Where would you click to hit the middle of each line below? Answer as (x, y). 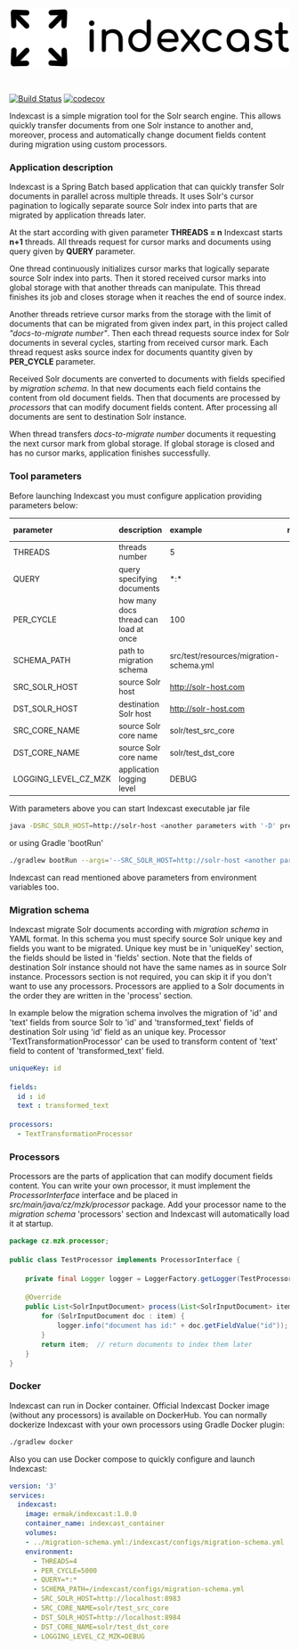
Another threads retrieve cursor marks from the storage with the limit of (140, 315)
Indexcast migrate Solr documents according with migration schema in (139, 929)
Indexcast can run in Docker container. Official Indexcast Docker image (139, 1405)
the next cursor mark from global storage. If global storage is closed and (142, 444)
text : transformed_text (63, 1106)
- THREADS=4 (55, 1561)
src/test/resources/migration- (225, 655)
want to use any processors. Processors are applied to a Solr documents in (147, 986)
